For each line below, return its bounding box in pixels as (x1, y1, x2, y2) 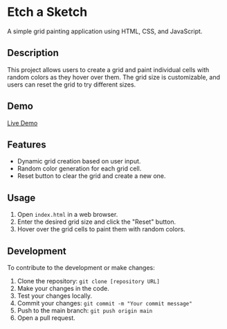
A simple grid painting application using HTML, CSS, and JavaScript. (7, 27, 203, 35)
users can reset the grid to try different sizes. (7, 80, 136, 89)
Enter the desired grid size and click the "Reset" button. (17, 217, 176, 226)
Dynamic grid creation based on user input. (17, 157, 141, 166)
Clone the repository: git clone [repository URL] (17, 277, 161, 285)
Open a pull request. (17, 314, 76, 322)
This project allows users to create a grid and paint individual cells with (7, 65, 210, 73)
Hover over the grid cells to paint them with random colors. (17, 225, 185, 233)
